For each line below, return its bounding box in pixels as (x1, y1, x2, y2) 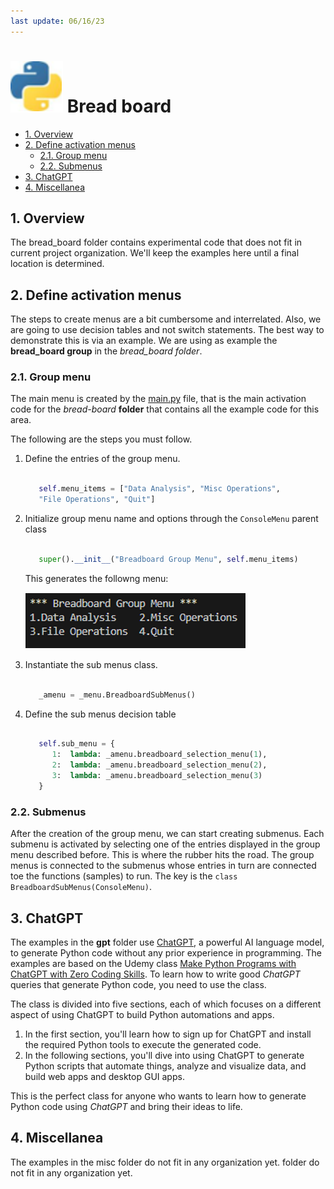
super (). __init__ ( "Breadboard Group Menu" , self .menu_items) (38, 554, 299, 564)
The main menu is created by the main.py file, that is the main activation (10, 393, 307, 405)
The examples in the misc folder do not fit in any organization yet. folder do (10, 1156, 320, 1168)
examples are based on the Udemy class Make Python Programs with (10, 957, 297, 969)
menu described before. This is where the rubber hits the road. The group (10, 849, 315, 861)
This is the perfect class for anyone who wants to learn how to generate (10, 1090, 307, 1102)
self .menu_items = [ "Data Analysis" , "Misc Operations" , (38, 484, 281, 494)
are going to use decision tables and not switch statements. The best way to (10, 324, 325, 336)
